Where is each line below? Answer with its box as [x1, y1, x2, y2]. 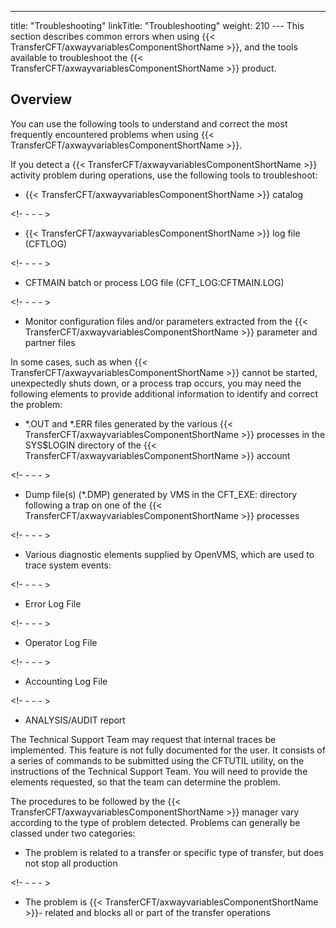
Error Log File [24, 597, 82, 610]
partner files [24, 336, 76, 348]
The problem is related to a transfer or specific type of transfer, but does [24, 846, 325, 858]
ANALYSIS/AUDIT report [24, 714, 126, 726]
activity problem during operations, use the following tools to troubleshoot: [10, 169, 318, 181]
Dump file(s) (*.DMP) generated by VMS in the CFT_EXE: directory [24, 488, 298, 500]
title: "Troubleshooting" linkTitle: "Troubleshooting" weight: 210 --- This [10, 20, 305, 31]
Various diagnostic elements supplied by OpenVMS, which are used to [24, 548, 315, 560]
